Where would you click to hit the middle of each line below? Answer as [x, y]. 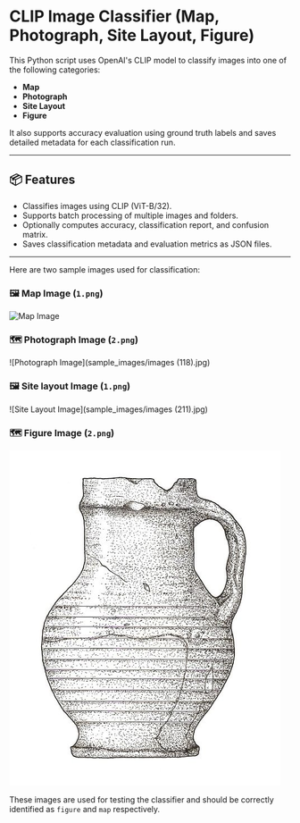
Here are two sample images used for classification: [105, 269]
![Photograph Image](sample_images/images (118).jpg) [110, 363]
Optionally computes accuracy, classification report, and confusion [146, 224]
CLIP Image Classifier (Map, [115, 17]
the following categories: [55, 70]
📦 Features [42, 180]
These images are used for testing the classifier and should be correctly [142, 799]
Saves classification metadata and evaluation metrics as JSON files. [147, 244]
